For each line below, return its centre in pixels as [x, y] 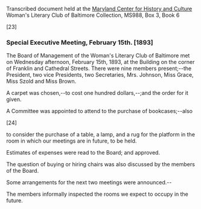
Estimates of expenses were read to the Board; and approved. [83, 153]
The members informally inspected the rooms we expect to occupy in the [97, 194]
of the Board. [23, 171]
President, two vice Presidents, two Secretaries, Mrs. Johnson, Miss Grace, [100, 75]
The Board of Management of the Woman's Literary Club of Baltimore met [98, 56]
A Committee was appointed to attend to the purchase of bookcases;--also [100, 111]
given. [14, 100]
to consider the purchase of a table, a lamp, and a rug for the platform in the [101, 135]
